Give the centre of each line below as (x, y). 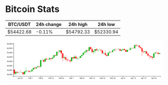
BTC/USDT (20, 24)
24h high (78, 24)
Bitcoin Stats (32, 9)
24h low (106, 24)
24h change (49, 24)
